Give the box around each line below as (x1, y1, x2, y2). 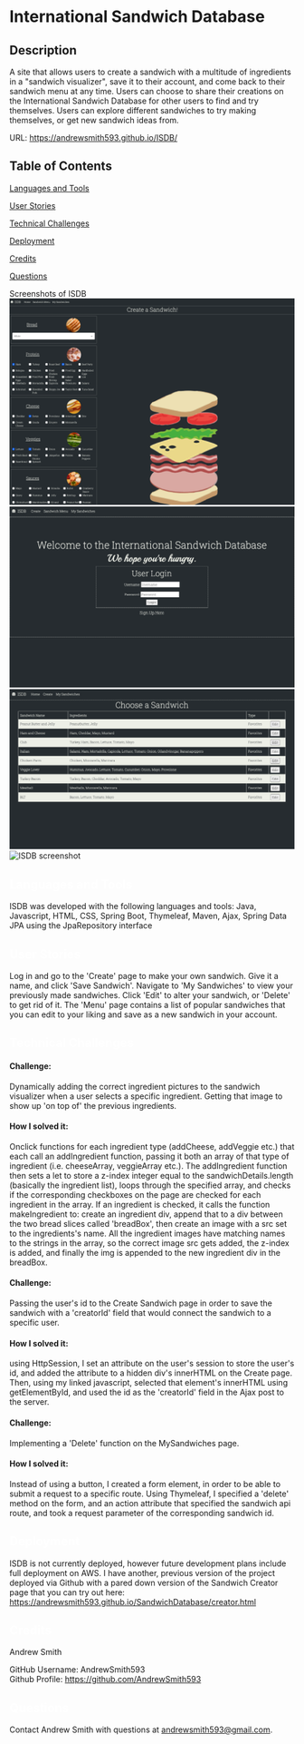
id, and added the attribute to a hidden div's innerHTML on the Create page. (9, 1367, 292, 1378)
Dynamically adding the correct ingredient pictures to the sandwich (9, 1081, 261, 1092)
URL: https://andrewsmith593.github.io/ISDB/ (9, 132, 178, 142)
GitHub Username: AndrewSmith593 (9, 1664, 146, 1675)
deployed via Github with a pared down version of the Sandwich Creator (9, 1577, 279, 1588)
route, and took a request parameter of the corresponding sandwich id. (9, 1507, 274, 1518)
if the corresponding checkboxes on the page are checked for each (9, 1189, 261, 1200)
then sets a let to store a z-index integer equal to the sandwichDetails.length (9, 1170, 294, 1181)
